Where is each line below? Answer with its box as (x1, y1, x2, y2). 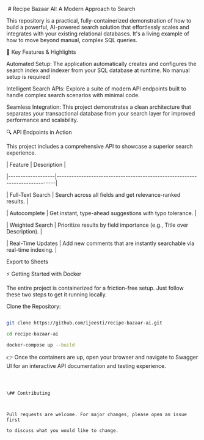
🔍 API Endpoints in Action (6, 128, 72, 136)
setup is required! (6, 73, 51, 80)
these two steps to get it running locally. (6, 291, 107, 298)
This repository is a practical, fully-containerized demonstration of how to (6, 17, 192, 24)
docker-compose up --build (6, 342, 75, 348)
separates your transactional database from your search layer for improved (6, 110, 195, 117)
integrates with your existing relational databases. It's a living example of (6, 30, 189, 37)
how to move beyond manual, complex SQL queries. (6, 37, 137, 43)
